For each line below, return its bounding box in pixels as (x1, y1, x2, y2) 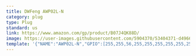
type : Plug (6, 19, 33, 25)
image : (6, 36, 22, 41)
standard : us (6, 24, 38, 31)
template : (6, 41, 30, 47)
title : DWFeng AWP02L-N (6, 8, 64, 15)
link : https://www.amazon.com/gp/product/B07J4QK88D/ (6, 30, 140, 36)
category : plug (6, 14, 43, 20)
